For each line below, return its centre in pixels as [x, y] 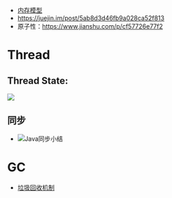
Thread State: [38, 81]
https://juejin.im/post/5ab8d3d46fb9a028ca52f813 [91, 18]
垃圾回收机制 [36, 188]
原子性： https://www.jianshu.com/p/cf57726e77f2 [90, 26]
